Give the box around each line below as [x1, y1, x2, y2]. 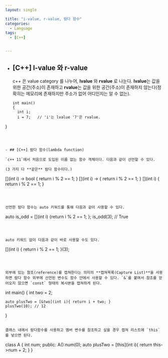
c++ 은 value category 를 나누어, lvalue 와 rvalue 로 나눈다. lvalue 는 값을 [12, 78, 160, 84]
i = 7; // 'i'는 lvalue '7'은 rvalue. [17, 114, 101, 120]
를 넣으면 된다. [5, 332, 33, 338]
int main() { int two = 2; [5, 289, 53, 295]
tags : [5, 31, 17, 36]
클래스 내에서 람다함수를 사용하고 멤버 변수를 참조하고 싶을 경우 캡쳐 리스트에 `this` [5, 327, 160, 332]
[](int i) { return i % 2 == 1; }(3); [5, 246, 70, 252]
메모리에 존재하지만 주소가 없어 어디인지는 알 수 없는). [26, 90, 131, 96]
